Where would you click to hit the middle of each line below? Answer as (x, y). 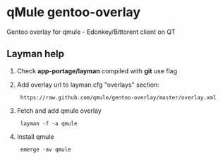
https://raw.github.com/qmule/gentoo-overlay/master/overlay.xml (118, 97)
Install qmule (35, 136)
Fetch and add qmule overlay (59, 111)
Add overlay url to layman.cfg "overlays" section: (88, 85)
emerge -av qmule (46, 149)
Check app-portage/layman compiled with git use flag (97, 70)
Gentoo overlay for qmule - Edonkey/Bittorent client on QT (91, 32)
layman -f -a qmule (49, 123)
